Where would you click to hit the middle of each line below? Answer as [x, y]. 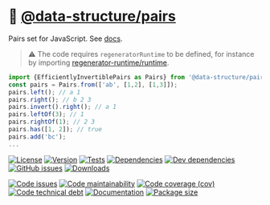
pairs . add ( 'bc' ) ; [37, 137]
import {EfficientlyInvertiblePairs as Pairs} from [96, 77]
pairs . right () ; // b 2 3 [50, 99]
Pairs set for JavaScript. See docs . [65, 38]
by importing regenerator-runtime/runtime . [98, 62]
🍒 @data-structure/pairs [92, 16]
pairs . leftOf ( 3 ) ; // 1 [46, 115]
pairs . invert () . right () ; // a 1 [62, 107]
